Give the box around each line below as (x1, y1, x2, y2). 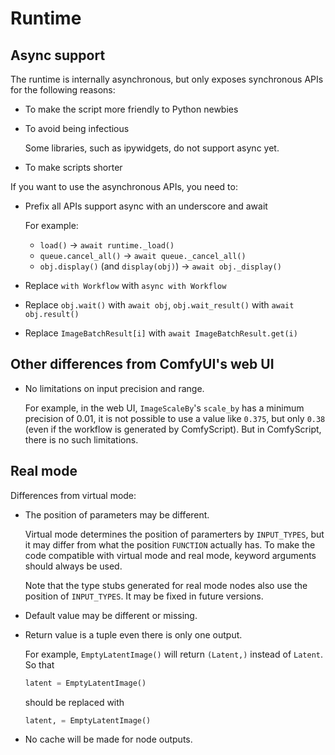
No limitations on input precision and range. (24, 382, 205, 394)
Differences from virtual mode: (10, 489, 137, 501)
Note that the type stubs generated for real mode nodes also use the (24, 579, 308, 591)
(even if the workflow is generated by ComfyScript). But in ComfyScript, (24, 423, 322, 435)
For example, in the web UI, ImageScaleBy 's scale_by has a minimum (24, 402, 305, 414)
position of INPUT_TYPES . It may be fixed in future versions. (24, 590, 264, 602)
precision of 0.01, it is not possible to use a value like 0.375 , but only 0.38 (24, 412, 326, 424)
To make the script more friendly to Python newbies (24, 103, 239, 115)
